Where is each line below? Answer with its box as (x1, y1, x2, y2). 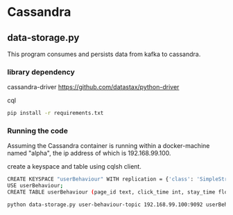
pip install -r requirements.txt (7, 110, 104, 117)
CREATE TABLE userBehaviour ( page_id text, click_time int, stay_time (7, 189, 216, 196)
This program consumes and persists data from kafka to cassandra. (7, 50, 201, 58)
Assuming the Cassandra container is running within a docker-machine (7, 142, 210, 150)
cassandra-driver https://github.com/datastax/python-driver (7, 83, 180, 91)
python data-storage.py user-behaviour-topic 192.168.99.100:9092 (7, 201, 203, 208)
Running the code (7, 126, 68, 135)
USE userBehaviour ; (7, 183, 64, 189)
